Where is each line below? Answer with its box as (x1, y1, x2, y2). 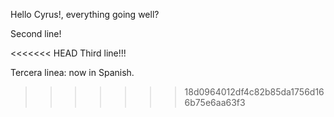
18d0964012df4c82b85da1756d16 (184, 86, 325, 98)
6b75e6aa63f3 (184, 97, 246, 108)
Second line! (10, 28, 62, 39)
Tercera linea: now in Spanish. (10, 67, 135, 78)
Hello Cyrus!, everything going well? (10, 9, 160, 20)
